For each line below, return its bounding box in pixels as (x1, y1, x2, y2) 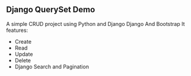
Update (14, 50, 33, 58)
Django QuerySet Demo (6, 5, 95, 15)
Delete (14, 57, 31, 64)
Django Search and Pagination (14, 63, 89, 70)
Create (14, 38, 31, 45)
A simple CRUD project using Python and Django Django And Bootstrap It (6, 20, 185, 27)
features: (6, 27, 28, 34)
